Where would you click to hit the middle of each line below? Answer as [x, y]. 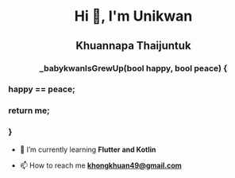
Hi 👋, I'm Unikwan [133, 16]
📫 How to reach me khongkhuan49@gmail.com [101, 165]
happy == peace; [42, 89]
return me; [29, 110]
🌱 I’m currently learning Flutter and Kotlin [88, 149]
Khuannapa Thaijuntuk [133, 46]
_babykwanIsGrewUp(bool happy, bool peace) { [133, 68]
